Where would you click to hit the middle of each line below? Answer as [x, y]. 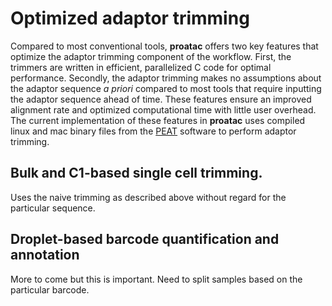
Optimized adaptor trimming [130, 18]
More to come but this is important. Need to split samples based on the [156, 279]
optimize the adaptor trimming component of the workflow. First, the [151, 56]
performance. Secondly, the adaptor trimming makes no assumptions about [166, 78]
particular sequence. [53, 208]
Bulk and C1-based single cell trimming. [136, 173]
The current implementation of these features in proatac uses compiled [158, 120]
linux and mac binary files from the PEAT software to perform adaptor [153, 131]
